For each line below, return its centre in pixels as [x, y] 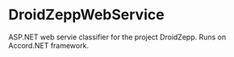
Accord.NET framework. [48, 45]
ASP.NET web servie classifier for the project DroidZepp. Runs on [117, 37]
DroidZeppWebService [86, 15]
